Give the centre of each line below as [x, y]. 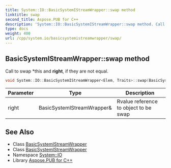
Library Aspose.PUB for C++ [42, 160]
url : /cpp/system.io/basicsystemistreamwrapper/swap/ [64, 39]
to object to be [134, 108]
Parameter [21, 93]
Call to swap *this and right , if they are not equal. [57, 71]
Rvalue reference [137, 101]
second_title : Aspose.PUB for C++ [42, 19]
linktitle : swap [22, 15]
